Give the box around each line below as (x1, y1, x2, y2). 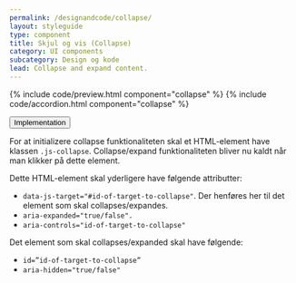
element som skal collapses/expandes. (22, 200, 169, 210)
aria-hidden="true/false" (22, 265, 121, 275)
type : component (9, 30, 71, 39)
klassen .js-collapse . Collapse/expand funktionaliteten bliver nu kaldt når (9, 145, 287, 156)
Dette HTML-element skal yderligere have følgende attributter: (9, 172, 242, 183)
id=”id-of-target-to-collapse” (22, 256, 142, 265)
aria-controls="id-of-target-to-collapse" (22, 220, 186, 229)
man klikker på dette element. (9, 155, 121, 166)
